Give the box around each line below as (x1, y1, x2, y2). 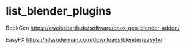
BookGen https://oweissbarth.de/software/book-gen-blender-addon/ (6, 24, 180, 31)
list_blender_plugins (6, 4, 111, 18)
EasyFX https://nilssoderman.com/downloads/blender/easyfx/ (6, 36, 163, 43)
